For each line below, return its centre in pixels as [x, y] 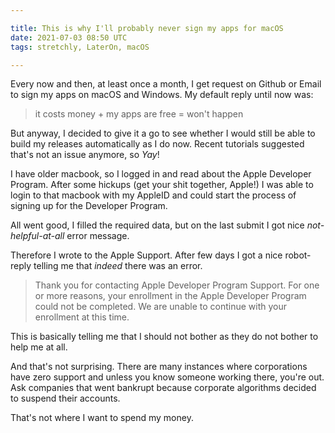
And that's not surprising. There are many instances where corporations [159, 367]
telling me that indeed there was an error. [118, 266]
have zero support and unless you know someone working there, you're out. [167, 377]
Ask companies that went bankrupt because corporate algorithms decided [163, 388]
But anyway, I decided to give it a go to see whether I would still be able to [163, 133]
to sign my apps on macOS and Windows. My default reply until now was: [162, 95]
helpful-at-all [37, 236]
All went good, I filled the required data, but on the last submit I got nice [157, 225]
